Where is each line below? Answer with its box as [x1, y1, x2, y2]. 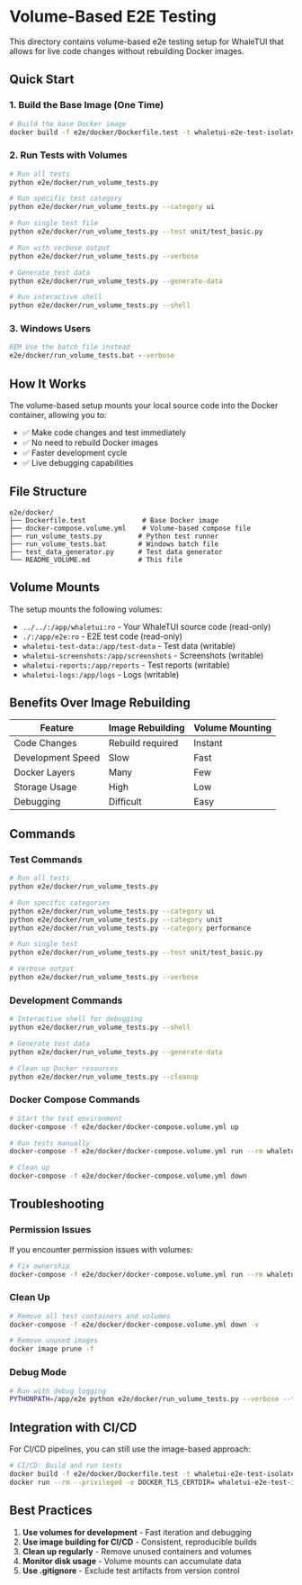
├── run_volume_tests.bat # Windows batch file [9, 539, 219, 549]
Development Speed [13, 752, 101, 764]
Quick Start [9, 72, 75, 87]
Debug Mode [9, 1366, 67, 1379]
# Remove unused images [9, 1336, 99, 1345]
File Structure [9, 484, 87, 499]
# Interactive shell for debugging [9, 1015, 143, 1024]
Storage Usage [13, 781, 77, 794]
